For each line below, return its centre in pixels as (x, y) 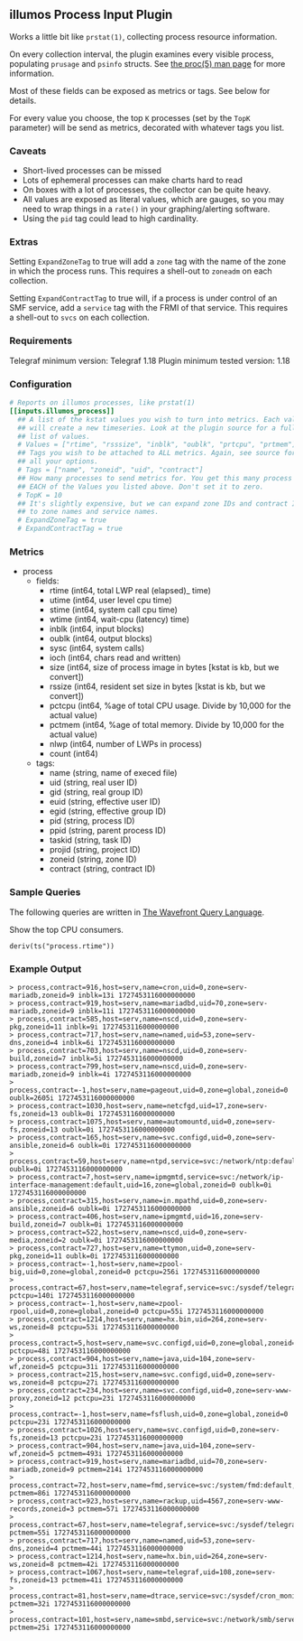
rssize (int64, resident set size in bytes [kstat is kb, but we (157, 686)
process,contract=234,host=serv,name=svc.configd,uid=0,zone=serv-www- (155, 1390)
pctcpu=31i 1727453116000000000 (118, 1366)
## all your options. (58, 462)
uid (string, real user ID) (93, 783)
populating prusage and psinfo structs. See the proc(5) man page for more (147, 63)
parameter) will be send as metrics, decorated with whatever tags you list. (147, 127)
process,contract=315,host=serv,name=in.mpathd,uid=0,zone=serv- (143, 1200)
